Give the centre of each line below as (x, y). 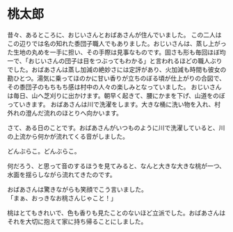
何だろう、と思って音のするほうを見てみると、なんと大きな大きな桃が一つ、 (116, 166)
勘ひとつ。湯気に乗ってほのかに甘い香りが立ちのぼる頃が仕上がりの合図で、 (116, 78)
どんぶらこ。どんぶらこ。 (44, 151)
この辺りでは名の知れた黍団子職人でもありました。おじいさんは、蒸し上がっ (117, 43)
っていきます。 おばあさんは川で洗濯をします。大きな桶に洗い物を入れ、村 (114, 104)
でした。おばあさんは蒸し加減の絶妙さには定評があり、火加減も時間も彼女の (117, 69)
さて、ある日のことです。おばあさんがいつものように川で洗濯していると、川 (116, 127)
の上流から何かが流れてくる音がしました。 (68, 136)
